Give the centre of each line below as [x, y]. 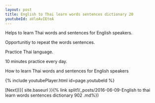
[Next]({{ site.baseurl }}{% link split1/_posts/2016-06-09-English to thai [78, 90]
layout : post [19, 10]
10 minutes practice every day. [36, 62]
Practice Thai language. [29, 52]
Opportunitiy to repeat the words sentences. [50, 42]
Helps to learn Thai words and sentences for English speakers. [69, 33]
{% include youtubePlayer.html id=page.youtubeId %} [60, 81]
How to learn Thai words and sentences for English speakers [67, 71]
